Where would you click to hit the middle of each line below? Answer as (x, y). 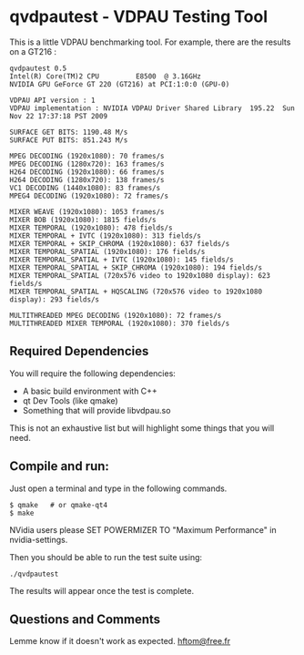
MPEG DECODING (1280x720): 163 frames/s (87, 164)
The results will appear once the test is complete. (101, 590)
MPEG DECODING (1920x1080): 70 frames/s (87, 156)
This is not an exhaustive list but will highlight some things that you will (142, 428)
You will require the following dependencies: (92, 373)
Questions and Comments (85, 619)
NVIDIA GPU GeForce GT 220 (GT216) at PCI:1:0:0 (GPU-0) (120, 84)
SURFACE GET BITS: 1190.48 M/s (69, 132)
